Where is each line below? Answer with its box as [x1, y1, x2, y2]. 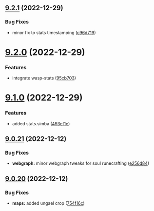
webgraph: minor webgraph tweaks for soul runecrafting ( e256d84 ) [12, 160, 150, 166]
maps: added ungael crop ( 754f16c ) [12, 200, 85, 206]
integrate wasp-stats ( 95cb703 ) [12, 75, 77, 81]
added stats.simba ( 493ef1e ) [12, 120, 70, 126]
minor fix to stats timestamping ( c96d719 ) [12, 29, 96, 36]
